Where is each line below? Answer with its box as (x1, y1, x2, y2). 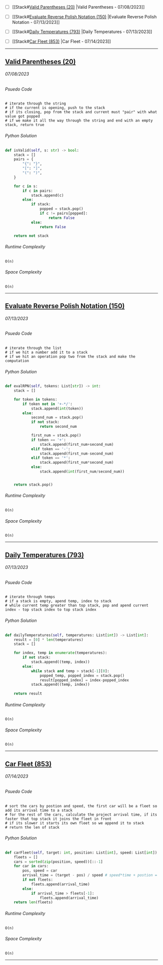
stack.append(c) (31, 193, 64, 198)
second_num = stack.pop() (31, 415, 83, 420)
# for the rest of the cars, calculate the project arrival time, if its (5, 812, 158, 817)
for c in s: (14, 183, 38, 189)
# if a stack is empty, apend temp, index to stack (5, 599, 112, 604)
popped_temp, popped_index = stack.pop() (39, 673, 125, 678)
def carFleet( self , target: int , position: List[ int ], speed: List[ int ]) (5, 850, 158, 855)
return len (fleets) (14, 900, 53, 905)
